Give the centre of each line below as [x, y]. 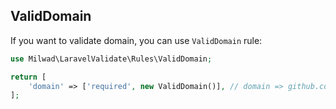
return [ [28, 77]
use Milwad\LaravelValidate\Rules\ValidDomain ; [111, 59]
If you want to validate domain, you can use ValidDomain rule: [136, 40]
